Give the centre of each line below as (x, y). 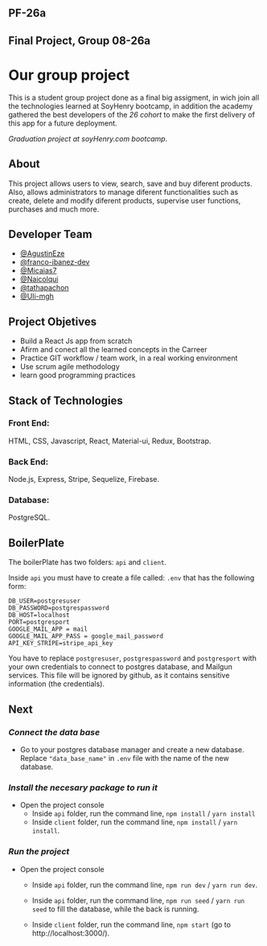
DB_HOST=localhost (39, 615)
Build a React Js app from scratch (76, 341)
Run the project (39, 852)
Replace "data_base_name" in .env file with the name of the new (124, 758)
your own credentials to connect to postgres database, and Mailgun (121, 667)
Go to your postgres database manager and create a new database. (132, 749)
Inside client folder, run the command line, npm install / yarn (135, 822)
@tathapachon (45, 288)
